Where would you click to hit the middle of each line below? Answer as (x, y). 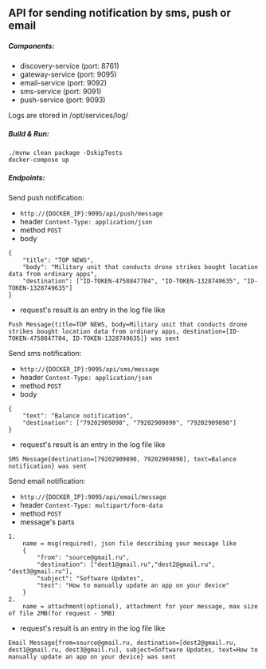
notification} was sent (48, 466)
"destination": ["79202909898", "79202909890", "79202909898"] (130, 423)
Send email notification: (47, 481)
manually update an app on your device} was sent (92, 657)
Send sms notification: (45, 354)
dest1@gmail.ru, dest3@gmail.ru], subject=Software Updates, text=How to (133, 650)
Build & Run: (29, 133)
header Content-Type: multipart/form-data (91, 505)
